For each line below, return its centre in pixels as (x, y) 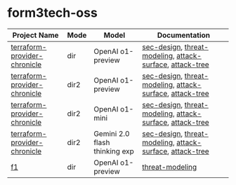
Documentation (184, 35)
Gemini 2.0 (112, 133)
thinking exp (114, 151)
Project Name (35, 35)
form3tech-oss (53, 13)
